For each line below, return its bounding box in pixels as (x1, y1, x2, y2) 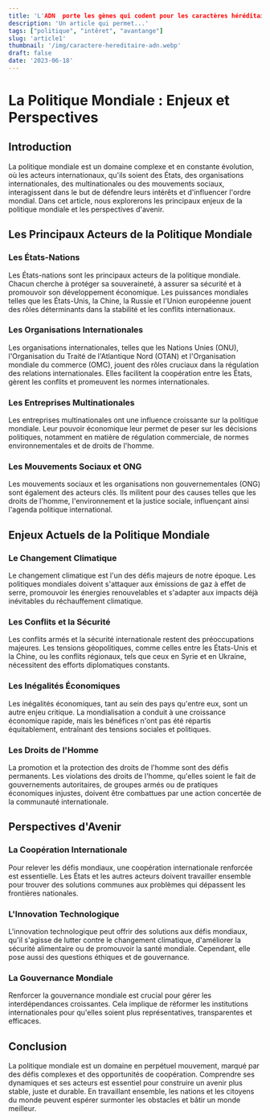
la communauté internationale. (8, 797, 109, 807)
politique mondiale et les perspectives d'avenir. (8, 204, 165, 214)
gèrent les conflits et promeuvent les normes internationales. (8, 377, 211, 386)
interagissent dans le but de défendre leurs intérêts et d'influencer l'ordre (8, 187, 252, 197)
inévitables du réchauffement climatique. (8, 596, 143, 606)
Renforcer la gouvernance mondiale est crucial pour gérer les (8, 990, 211, 1000)
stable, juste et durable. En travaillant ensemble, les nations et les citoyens (8, 1087, 255, 1097)
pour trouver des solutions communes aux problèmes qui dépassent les (8, 879, 246, 889)
